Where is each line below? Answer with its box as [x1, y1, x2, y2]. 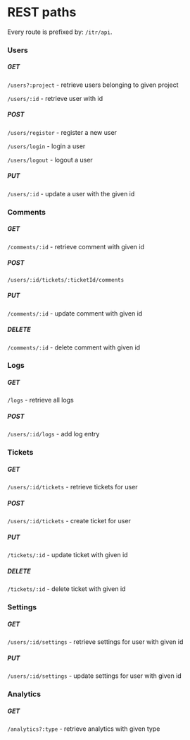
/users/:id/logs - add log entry [7, 430, 100, 438]
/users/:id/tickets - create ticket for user [7, 517, 132, 525]
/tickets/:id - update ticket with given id [7, 551, 128, 559]
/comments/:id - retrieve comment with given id [7, 242, 144, 251]
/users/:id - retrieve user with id [7, 94, 103, 102]
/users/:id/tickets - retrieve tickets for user [7, 483, 139, 491]
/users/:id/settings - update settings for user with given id [7, 672, 182, 680]
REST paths [7, 4, 77, 20]
